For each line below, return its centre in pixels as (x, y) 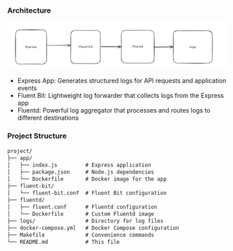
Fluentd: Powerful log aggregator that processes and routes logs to (114, 110)
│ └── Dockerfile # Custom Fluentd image (81, 214)
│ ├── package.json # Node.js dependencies (81, 172)
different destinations (48, 117)
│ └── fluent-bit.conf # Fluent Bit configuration (87, 193)
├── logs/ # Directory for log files (85, 221)
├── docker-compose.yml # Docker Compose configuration (93, 228)
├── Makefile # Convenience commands (81, 235)
